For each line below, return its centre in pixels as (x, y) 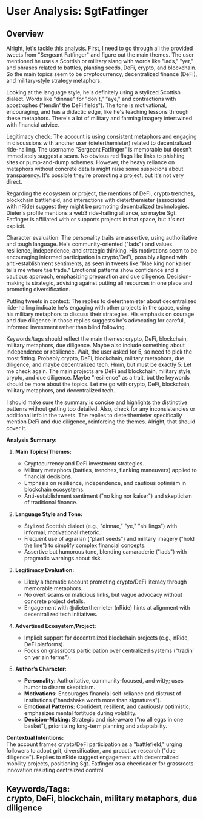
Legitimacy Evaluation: (45, 570)
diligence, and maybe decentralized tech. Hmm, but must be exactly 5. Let (99, 364)
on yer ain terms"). (48, 657)
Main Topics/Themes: (43, 452)
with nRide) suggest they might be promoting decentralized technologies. (98, 206)
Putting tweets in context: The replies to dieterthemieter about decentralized (101, 301)
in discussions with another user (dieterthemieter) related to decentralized (99, 143)
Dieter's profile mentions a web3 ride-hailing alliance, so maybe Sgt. (92, 213)
